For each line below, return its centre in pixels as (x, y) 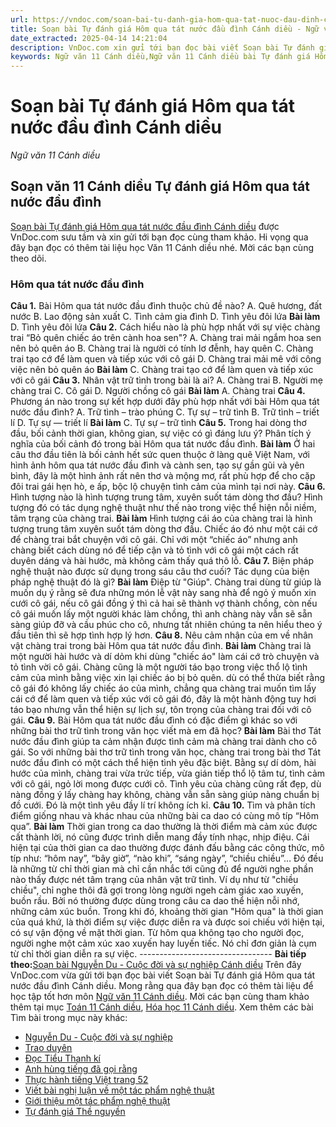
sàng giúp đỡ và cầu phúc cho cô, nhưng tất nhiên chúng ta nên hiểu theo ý (166, 625)
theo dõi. (28, 258)
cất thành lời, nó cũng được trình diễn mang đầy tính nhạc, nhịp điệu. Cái (160, 837)
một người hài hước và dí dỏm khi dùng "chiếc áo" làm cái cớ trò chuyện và (165, 657)
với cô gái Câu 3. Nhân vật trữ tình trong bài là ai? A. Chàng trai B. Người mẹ (166, 380)
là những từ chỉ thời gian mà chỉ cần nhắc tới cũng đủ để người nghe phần (162, 869)
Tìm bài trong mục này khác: (69, 1018)
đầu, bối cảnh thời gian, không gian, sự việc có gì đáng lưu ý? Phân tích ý (161, 433)
